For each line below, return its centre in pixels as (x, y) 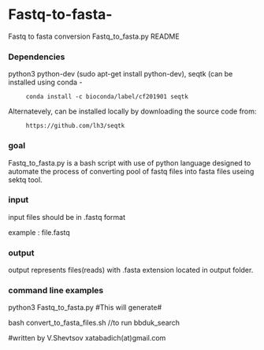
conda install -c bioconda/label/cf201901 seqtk (107, 97)
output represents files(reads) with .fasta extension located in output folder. (131, 270)
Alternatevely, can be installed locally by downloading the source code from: (132, 111)
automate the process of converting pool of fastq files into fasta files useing (131, 171)
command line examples (56, 291)
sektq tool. (25, 180)
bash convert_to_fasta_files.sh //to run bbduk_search (94, 323)
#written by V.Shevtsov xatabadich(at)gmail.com (87, 338)
